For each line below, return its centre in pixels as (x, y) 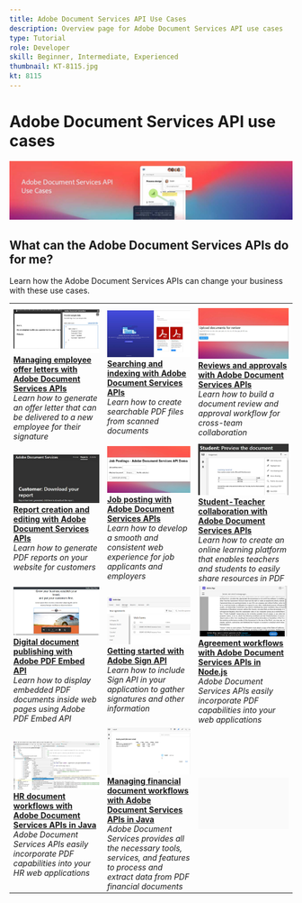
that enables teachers (239, 559)
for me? (31, 259)
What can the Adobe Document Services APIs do (149, 245)
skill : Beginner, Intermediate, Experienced (94, 57)
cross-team (220, 423)
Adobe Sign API (137, 660)
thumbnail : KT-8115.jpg (54, 67)
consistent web (135, 547)
